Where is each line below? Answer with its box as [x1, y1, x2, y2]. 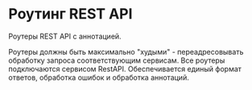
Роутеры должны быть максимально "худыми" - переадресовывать [8, 47, 244, 56]
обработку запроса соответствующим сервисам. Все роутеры [8, 55, 225, 65]
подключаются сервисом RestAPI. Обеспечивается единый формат [8, 63, 242, 73]
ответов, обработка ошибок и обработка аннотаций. [8, 72, 189, 82]
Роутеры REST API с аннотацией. [8, 31, 122, 41]
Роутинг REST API [8, 5, 133, 23]
